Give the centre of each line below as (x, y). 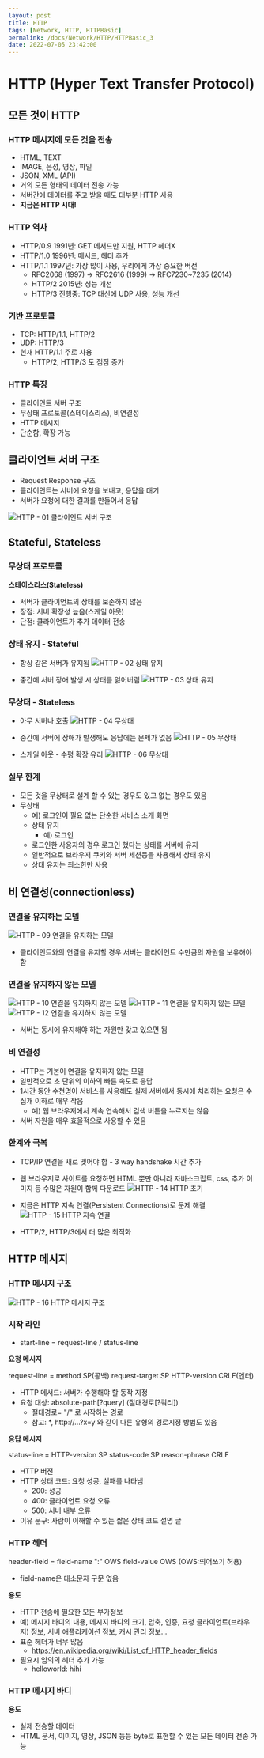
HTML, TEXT (40, 157)
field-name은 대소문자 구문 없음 (69, 1578)
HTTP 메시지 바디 (40, 1691)
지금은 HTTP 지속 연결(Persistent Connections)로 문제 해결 (112, 1205)
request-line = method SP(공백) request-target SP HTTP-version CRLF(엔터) (131, 1375)
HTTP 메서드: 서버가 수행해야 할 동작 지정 (84, 1392)
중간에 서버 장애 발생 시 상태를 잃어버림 (80, 679)
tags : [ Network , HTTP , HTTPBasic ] (65, 30)
